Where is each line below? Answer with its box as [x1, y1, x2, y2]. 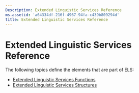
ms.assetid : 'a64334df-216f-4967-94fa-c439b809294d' [5, 12, 120, 17]
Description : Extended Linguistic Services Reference [5, 7, 122, 13]
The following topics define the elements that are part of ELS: [5, 67, 134, 73]
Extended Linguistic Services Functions [12, 77, 96, 83]
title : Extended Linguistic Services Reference [5, 17, 108, 22]
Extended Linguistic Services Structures [12, 82, 97, 88]
